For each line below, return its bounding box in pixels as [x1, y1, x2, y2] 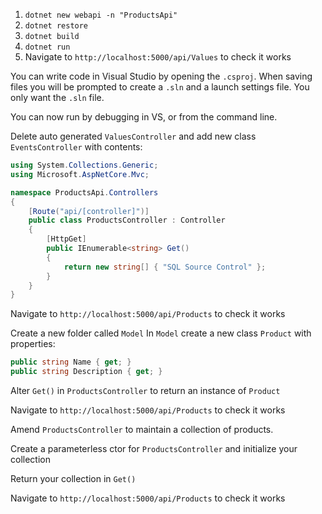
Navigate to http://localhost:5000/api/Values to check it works [24, 51, 292, 63]
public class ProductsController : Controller [28, 215, 226, 226]
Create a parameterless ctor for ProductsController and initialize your [10, 443, 298, 454]
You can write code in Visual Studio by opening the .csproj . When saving [10, 70, 313, 82]
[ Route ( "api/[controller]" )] [28, 206, 150, 216]
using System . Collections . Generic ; [10, 160, 159, 170]
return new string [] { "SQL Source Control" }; [63, 262, 267, 272]
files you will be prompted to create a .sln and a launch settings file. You [10, 81, 310, 93]
